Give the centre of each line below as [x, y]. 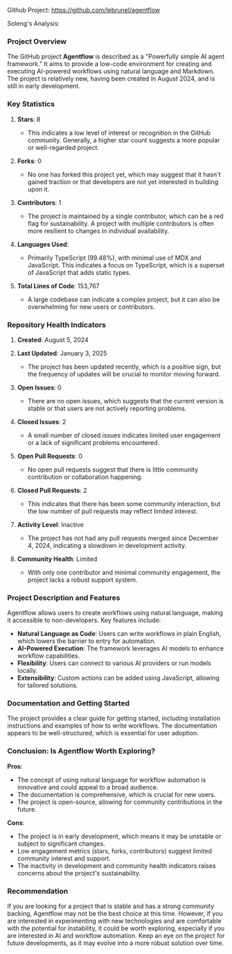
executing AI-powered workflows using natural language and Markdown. [111, 72]
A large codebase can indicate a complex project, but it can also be [124, 299]
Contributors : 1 [39, 202]
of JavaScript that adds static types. [79, 272]
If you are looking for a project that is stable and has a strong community [111, 906]
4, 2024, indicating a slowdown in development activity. [107, 545]
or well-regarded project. [63, 147]
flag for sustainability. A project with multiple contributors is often [121, 223]
